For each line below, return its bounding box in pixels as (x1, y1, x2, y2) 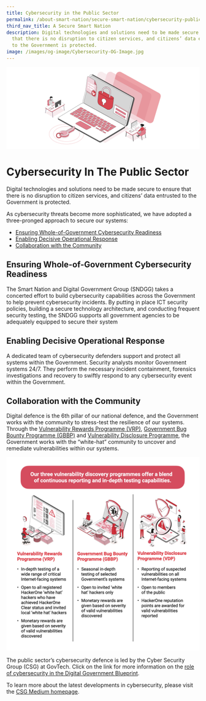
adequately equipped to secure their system (6, 318, 118, 325)
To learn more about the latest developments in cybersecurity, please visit (6, 681, 193, 689)
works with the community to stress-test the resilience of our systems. (6, 419, 185, 426)
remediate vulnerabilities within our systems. (6, 445, 120, 452)
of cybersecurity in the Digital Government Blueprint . (6, 670, 140, 677)
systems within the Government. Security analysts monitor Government (6, 358, 187, 366)
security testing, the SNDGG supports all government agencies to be (6, 311, 180, 319)
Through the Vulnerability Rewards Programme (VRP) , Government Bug (6, 425, 187, 433)
